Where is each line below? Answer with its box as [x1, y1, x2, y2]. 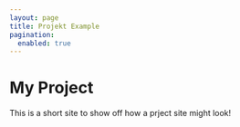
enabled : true [17, 38, 71, 48]
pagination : [9, 30, 55, 39]
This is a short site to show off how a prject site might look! [9, 108, 232, 119]
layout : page [9, 13, 59, 23]
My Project [9, 78, 94, 98]
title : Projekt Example [9, 22, 100, 31]
